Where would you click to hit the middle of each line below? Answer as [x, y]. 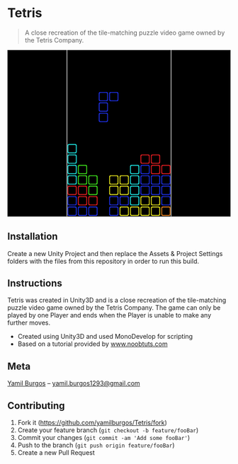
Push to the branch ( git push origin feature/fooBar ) [96, 445]
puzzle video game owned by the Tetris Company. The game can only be [114, 308]
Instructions [35, 283]
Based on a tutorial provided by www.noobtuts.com [92, 344]
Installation [33, 237]
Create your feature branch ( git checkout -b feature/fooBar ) [108, 430]
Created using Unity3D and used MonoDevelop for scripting [105, 337]
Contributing [36, 406]
